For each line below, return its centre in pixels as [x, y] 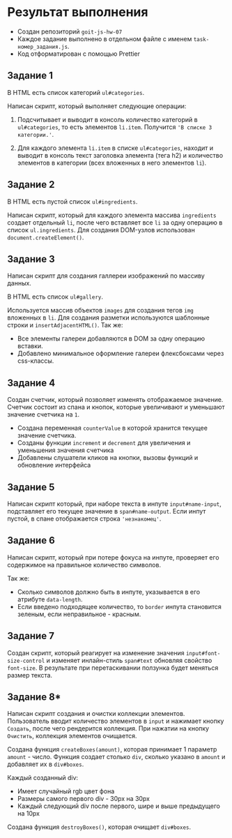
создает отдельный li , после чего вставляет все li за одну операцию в [115, 222]
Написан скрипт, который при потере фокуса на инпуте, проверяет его [113, 557]
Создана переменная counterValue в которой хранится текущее [112, 428]
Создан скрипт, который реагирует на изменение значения [96, 652]
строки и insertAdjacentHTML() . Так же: [65, 325]
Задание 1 [30, 76]
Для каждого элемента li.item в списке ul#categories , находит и [115, 148]
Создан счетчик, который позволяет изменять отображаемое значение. [115, 400]
